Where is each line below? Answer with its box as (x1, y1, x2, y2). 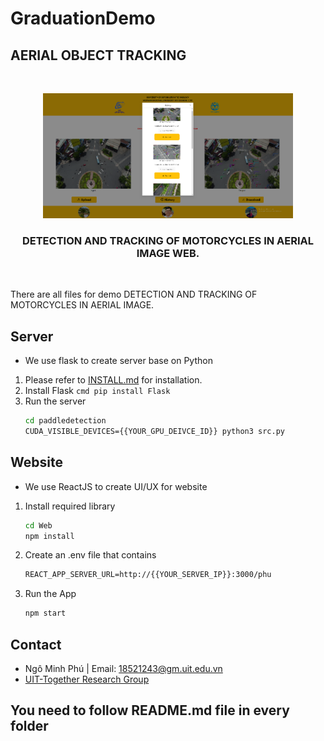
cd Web (24, 520, 53, 531)
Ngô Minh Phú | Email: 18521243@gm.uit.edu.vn (24, 662, 223, 674)
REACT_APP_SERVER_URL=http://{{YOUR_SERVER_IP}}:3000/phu (24, 570, 272, 580)
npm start (24, 608, 67, 619)
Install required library (24, 500, 116, 512)
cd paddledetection (24, 416, 107, 426)
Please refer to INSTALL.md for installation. (24, 374, 203, 386)
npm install (24, 531, 75, 541)
